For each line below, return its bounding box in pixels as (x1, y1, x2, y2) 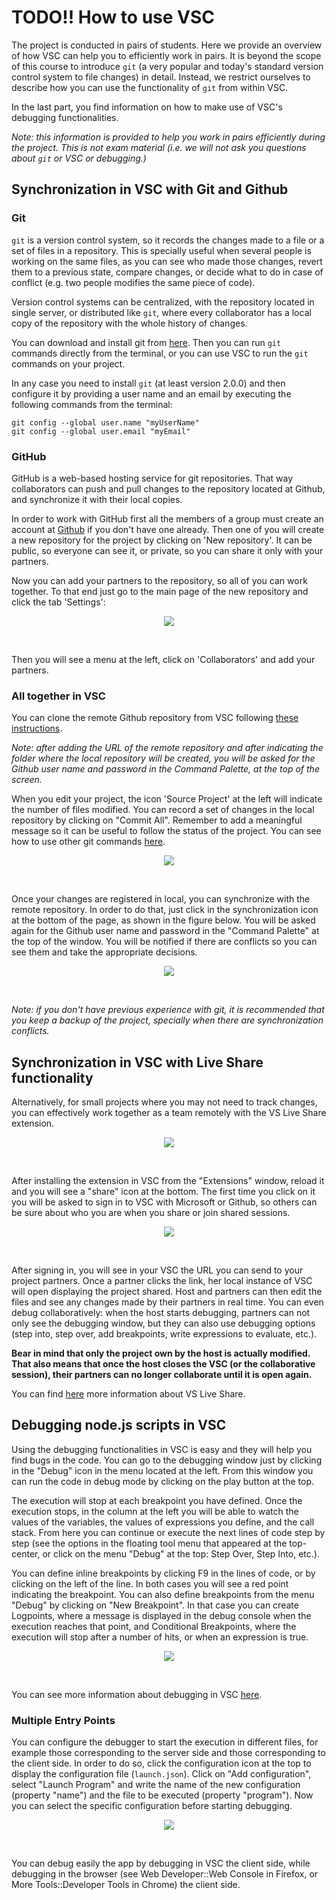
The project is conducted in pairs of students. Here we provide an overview (11, 39, 323, 51)
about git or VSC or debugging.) (11, 152, 147, 164)
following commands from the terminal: (11, 398, 173, 410)
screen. (11, 774, 43, 786)
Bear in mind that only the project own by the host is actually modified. (11, 1347, 311, 1360)
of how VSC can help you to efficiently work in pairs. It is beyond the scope (11, 49, 322, 61)
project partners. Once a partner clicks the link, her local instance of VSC (11, 1275, 313, 1287)
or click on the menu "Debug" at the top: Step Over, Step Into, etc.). (42, 1547, 320, 1560)
